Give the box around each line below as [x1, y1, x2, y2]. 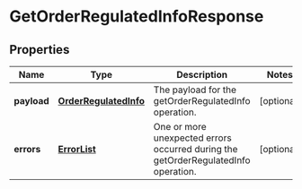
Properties [9, 42, 70, 57]
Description [176, 69, 227, 81]
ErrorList [58, 143, 96, 155]
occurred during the [153, 143, 238, 155]
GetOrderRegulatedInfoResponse [9, 6, 264, 27]
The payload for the [153, 83, 236, 96]
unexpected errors [153, 132, 232, 144]
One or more [153, 121, 207, 133]
